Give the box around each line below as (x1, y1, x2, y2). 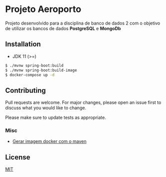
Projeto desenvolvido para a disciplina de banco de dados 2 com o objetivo (5, 20, 160, 26)
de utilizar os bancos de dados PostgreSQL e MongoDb (5, 25, 121, 31)
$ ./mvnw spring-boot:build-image (5, 68, 77, 73)
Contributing (5, 86, 46, 95)
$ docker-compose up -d (5, 72, 55, 77)
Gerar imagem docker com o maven (12, 138, 86, 144)
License (5, 153, 30, 161)
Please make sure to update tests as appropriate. (5, 114, 106, 121)
